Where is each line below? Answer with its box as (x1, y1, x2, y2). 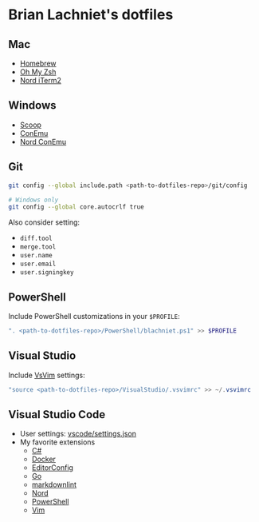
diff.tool (19, 234, 53, 243)
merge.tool (19, 243, 57, 251)
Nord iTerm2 (19, 76, 62, 85)
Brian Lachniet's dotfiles (8, 6, 174, 24)
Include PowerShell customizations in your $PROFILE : (8, 312, 181, 321)
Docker (31, 454, 56, 464)
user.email (19, 260, 57, 269)
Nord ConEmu (19, 137, 67, 146)
